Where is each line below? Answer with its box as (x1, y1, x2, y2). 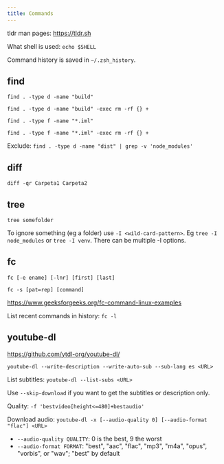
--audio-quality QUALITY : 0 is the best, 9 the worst (16, 434, 162, 443)
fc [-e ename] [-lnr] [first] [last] (7, 274, 115, 281)
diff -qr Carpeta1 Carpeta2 (7, 180, 88, 187)
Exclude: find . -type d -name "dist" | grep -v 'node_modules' (7, 142, 194, 150)
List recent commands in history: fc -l (7, 311, 117, 320)
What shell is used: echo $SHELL (7, 42, 96, 50)
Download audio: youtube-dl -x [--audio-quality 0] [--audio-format (7, 415, 208, 423)
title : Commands (7, 10, 54, 17)
